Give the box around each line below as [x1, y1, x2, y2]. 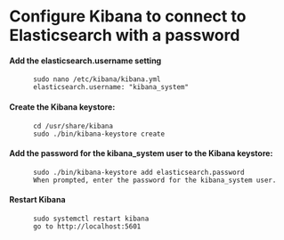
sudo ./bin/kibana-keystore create [32, 129, 166, 138]
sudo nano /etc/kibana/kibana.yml [32, 75, 162, 84]
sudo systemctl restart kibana [32, 214, 150, 223]
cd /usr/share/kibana [32, 121, 114, 130]
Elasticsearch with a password [9, 25, 240, 46]
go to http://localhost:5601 [32, 222, 142, 231]
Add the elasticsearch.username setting [9, 55, 162, 66]
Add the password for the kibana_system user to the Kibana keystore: [9, 148, 273, 159]
